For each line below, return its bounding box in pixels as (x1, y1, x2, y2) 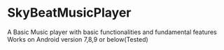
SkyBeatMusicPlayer (7, 5, 132, 21)
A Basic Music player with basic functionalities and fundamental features (7, 28, 217, 36)
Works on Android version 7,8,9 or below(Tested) (7, 35, 148, 43)
